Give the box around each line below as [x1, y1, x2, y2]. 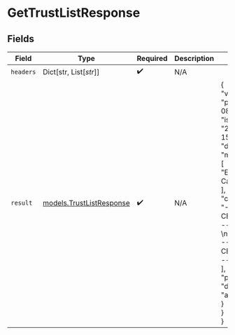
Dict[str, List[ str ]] [43, 67, 100, 76]
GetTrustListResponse [7, 5, 141, 21]
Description [174, 54, 215, 63]
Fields [7, 33, 35, 45]
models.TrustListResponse [43, 198, 131, 207]
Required [136, 54, 168, 63]
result [10, 199, 33, 207]
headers [10, 68, 36, 76]
